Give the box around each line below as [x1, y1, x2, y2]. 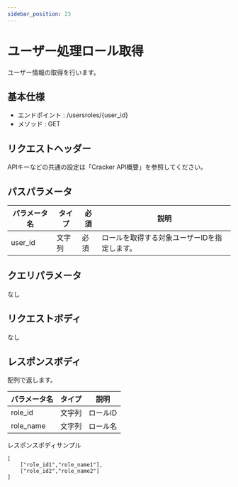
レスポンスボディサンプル [7, 441, 81, 449]
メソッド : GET [17, 120, 61, 128]
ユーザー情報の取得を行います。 [7, 68, 101, 77]
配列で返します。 [7, 376, 57, 384]
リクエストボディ [7, 313, 81, 325]
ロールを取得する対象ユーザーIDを [101, 233, 215, 242]
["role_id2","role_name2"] [20, 468, 100, 475]
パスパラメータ [7, 185, 73, 197]
